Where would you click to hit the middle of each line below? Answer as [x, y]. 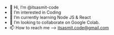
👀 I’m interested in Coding [35, 12]
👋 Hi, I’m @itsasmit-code [34, 7]
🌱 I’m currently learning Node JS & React [50, 17]
